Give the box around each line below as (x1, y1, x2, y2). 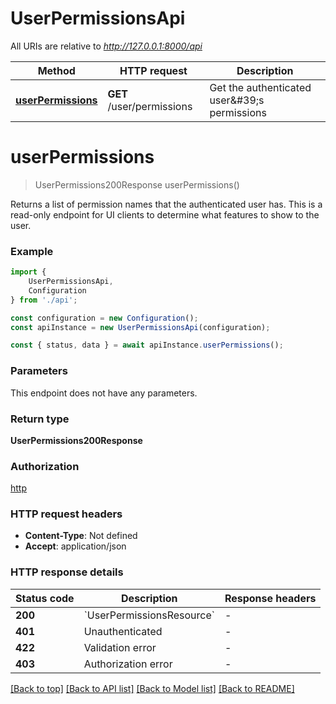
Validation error (83, 640, 157, 654)
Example (10, 244, 54, 258)
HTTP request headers (10, 507, 123, 521)
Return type (10, 412, 70, 426)
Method (37, 63, 76, 77)
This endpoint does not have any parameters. (10, 387, 198, 399)
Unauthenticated (83, 624, 163, 638)
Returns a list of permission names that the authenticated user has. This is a (10, 198, 323, 210)
